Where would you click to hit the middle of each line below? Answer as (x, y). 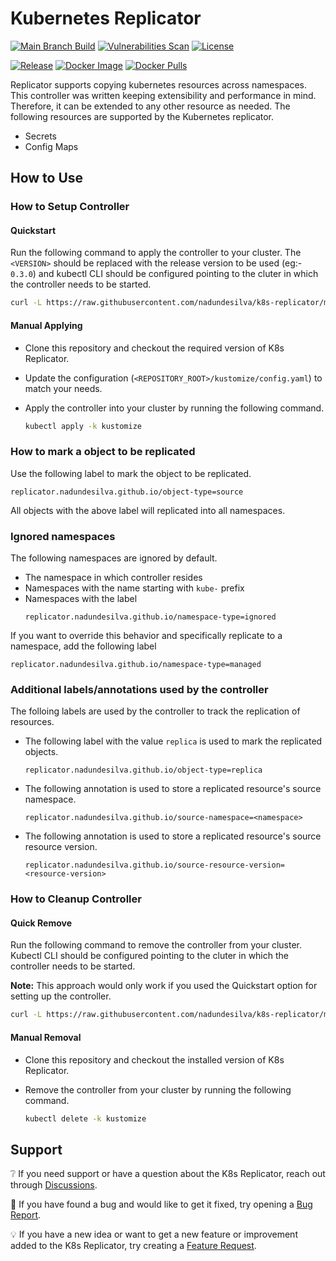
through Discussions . (54, 1185)
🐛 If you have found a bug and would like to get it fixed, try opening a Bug (161, 1204)
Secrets (40, 136)
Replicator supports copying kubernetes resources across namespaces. (159, 84)
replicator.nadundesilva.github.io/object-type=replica (143, 770)
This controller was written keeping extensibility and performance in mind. (163, 95)
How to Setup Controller (70, 207)
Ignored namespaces (63, 536)
